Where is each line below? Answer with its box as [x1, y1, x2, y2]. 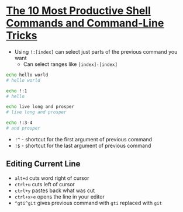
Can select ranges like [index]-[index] [23, 60, 118, 68]
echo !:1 [6, 88, 27, 94]
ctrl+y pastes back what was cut [14, 187, 95, 194]
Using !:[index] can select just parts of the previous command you [14, 48, 178, 55]
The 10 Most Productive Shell [6, 4, 151, 18]
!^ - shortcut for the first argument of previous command [14, 135, 153, 143]
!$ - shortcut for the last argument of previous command [14, 142, 151, 149]
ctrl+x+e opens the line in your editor [14, 193, 105, 200]
